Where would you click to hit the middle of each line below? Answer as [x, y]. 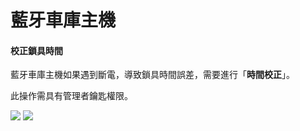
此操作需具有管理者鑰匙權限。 [71, 96]
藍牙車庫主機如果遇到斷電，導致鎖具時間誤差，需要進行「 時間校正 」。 [152, 75]
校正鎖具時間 [36, 50]
